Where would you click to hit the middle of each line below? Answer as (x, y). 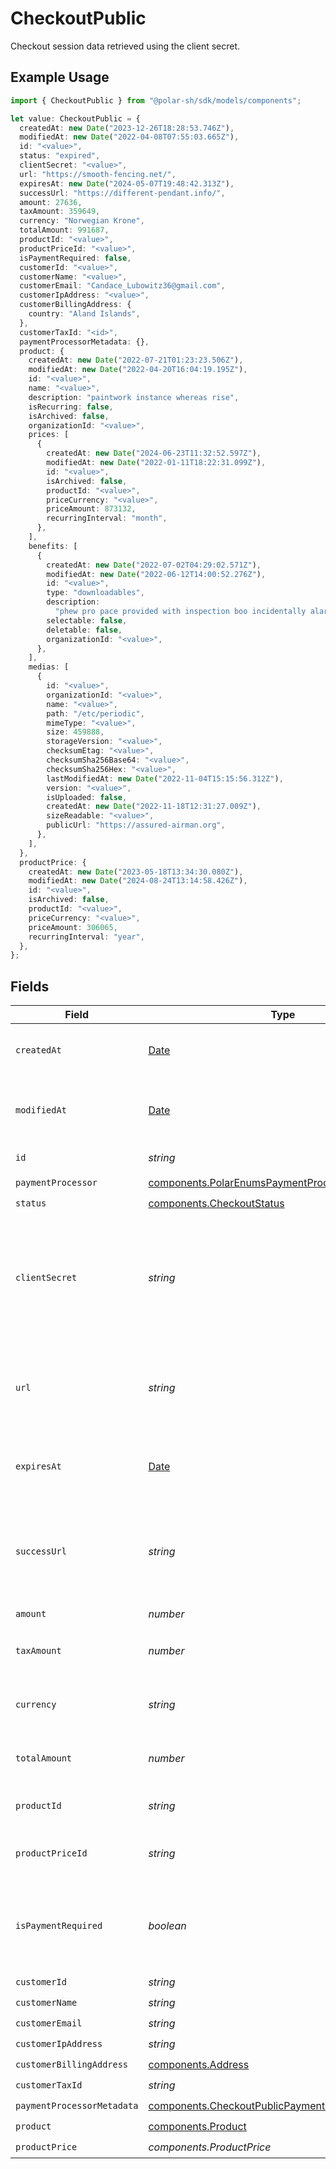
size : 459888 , (75, 732)
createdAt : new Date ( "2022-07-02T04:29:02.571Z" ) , (154, 565)
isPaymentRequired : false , (75, 258)
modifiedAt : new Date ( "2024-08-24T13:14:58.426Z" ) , (138, 881)
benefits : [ (53, 546)
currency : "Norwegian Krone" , (82, 221)
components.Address (199, 2064)
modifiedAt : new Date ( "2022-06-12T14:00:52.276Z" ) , (156, 574)
